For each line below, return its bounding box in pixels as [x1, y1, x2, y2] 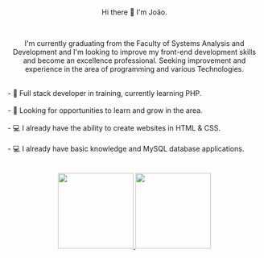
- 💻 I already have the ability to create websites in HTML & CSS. [7, 123, 221, 132]
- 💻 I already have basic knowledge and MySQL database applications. [7, 144, 245, 153]
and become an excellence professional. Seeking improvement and [23, 56, 246, 65]
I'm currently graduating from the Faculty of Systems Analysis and [24, 38, 245, 48]
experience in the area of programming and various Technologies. [24, 64, 245, 73]
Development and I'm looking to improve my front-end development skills [12, 47, 257, 56]
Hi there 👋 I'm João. [101, 7, 167, 17]
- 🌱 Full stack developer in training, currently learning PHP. [7, 88, 202, 98]
